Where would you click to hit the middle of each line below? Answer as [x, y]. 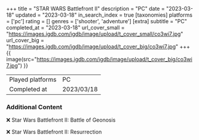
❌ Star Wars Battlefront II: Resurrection [54, 132]
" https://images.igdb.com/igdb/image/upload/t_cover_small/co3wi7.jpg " [95, 34]
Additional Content [34, 107]
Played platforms [33, 80]
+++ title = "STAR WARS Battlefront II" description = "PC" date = [86, 9]
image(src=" [22, 59]
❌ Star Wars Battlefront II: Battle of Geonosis [61, 120]
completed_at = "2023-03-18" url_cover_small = [65, 27]
